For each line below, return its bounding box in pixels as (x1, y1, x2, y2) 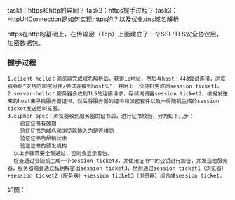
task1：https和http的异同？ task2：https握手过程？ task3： (7, 6, 178, 14)
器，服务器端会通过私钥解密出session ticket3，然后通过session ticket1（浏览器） (7, 165, 227, 172)
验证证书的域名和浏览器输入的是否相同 (20, 128, 114, 135)
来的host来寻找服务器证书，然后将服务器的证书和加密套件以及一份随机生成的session (7, 98, 220, 105)
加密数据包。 (7, 39, 44, 47)
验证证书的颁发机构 (20, 142, 67, 149)
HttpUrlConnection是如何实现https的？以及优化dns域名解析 (7, 15, 180, 23)
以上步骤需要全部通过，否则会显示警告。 (13, 150, 114, 157)
